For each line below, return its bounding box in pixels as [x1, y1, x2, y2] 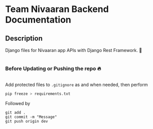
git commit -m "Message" [5, 114, 57, 119]
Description [5, 34, 43, 42]
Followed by [5, 100, 31, 106]
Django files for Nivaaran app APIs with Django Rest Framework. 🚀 [5, 47, 142, 53]
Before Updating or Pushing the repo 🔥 [5, 65, 101, 72]
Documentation [5, 14, 72, 25]
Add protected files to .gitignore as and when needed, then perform [5, 81, 148, 88]
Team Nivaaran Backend [5, 3, 109, 15]
